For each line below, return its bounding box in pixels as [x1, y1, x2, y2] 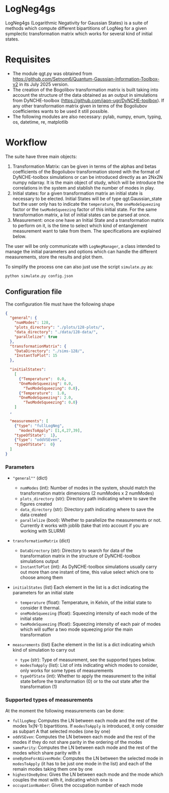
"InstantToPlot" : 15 [14, 353, 58, 358]
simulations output [20, 558, 59, 564]
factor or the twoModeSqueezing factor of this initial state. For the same [12, 206, 157, 212]
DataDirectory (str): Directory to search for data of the [20, 548, 133, 554]
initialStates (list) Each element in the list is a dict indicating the [12, 584, 149, 590]
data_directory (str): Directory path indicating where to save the [20, 506, 154, 512]
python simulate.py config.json [5, 273, 73, 279]
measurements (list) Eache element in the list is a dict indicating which [12, 641, 155, 648]
